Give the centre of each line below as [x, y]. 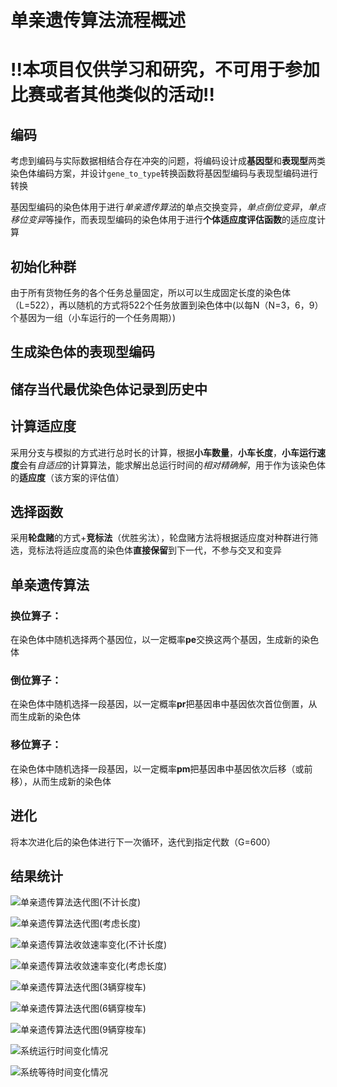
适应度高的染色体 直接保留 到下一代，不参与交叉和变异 [172, 550]
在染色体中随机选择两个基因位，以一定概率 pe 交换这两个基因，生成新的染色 [165, 640]
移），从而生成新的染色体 [61, 781]
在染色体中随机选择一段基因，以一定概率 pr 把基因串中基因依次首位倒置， [159, 704]
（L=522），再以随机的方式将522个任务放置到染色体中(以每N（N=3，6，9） [167, 305]
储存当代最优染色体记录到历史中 [109, 389]
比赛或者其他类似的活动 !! [112, 95]
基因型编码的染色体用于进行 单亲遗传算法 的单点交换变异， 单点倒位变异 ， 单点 [168, 207]
